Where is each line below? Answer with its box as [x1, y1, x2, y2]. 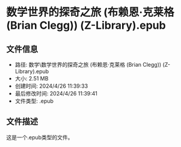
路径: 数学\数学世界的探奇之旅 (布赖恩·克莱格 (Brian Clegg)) [14, 61, 162, 68]
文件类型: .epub [14, 97, 54, 104]
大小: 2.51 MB [14, 75, 49, 82]
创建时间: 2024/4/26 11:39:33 [14, 82, 88, 89]
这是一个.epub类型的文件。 [6, 133, 73, 141]
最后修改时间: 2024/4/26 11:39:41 [14, 90, 98, 97]
